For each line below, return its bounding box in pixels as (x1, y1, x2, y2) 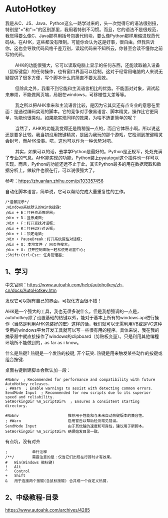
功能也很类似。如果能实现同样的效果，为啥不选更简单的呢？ (13, 115, 136, 121)
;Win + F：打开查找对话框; (5, 221, 55, 226)
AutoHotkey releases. (5, 381, 50, 386)
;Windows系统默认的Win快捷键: (5, 205, 62, 210)
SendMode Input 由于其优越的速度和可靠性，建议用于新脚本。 (5, 423, 146, 428)
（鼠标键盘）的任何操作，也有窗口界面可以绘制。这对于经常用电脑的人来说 (5, 68, 158, 74)
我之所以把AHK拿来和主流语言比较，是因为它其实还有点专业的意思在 (14, 102, 156, 108)
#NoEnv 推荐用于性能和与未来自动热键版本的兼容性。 (5, 413, 146, 418)
